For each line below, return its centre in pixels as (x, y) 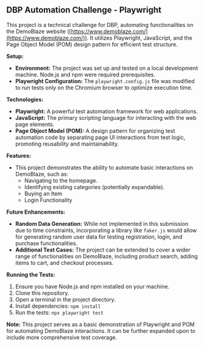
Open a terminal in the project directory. (65, 299)
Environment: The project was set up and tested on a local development (107, 68)
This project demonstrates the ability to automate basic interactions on (104, 167)
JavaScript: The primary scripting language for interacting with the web (106, 118)
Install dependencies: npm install (58, 306)
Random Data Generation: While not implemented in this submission (102, 223)
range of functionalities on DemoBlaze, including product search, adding (107, 256)
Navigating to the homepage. (61, 181)
